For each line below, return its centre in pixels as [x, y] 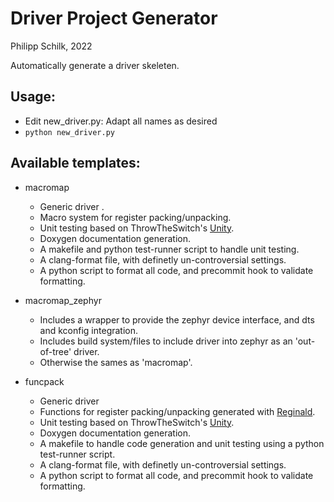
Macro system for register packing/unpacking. [135, 217]
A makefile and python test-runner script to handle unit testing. [169, 249]
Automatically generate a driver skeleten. [95, 65]
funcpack [44, 381]
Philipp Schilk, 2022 [51, 46]
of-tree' [55, 351]
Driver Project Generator [114, 18]
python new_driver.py [69, 132]
